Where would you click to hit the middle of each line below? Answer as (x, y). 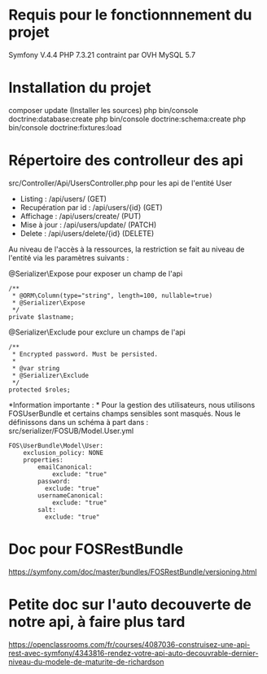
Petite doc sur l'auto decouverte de (130, 604)
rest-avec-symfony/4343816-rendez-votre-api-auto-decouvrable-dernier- (133, 653)
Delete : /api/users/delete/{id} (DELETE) (87, 233)
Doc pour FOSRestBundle (96, 549)
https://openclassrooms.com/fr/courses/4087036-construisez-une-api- (129, 644)
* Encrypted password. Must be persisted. (85, 354)
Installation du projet (80, 88)
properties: (43, 460)
